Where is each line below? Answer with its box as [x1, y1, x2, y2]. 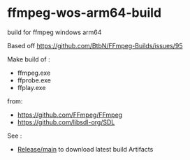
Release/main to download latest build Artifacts [17, 145, 154, 153]
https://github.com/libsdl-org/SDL [17, 117, 115, 126]
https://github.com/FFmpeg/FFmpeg [17, 110, 123, 119]
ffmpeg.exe [17, 68, 51, 77]
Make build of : [7, 54, 50, 64]
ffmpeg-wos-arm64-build [7, 5, 162, 21]
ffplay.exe [17, 83, 46, 92]
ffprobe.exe [17, 75, 51, 85]
